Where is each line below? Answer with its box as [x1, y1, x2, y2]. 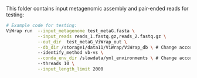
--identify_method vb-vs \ [37, 50, 104, 56]
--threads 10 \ [37, 61, 75, 67]
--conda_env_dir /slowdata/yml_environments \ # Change [37, 55, 177, 61]
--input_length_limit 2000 [37, 66, 104, 72]
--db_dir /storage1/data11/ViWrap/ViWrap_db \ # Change [37, 44, 177, 50]
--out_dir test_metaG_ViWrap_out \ [37, 39, 127, 45]
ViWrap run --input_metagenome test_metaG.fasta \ [6, 28, 135, 34]
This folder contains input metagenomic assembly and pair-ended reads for [6, 5, 189, 12]
